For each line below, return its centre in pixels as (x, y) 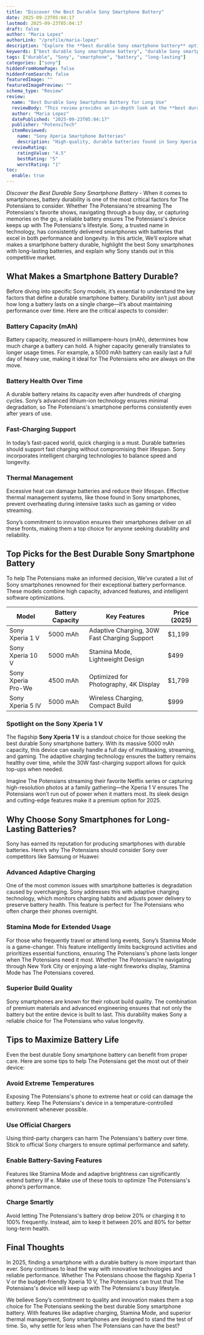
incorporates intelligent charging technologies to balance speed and (92, 456)
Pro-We (21, 688)
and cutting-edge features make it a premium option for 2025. (84, 801)
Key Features (125, 616)
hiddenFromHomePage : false (40, 68)
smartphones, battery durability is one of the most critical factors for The (97, 199)
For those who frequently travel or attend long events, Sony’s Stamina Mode (101, 940)
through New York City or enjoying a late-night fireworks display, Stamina (98, 966)
